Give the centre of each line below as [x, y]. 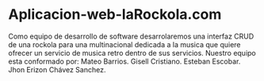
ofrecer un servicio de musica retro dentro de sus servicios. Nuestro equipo [132, 53]
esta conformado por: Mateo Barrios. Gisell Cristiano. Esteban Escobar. [124, 61]
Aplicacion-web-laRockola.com [115, 15]
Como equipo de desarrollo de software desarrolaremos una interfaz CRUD [131, 36]
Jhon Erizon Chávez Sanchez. [57, 69]
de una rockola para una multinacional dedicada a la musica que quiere [124, 44]
